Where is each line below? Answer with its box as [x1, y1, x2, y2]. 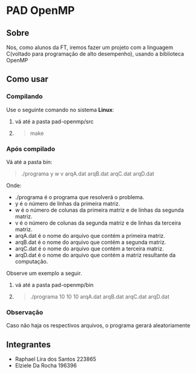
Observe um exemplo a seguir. [6, 269, 83, 277]
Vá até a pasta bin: [6, 158, 52, 165]
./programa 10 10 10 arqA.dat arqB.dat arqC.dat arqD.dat [30, 293, 170, 300]
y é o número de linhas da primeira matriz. [14, 200, 121, 207]
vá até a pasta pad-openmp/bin [14, 281, 94, 288]
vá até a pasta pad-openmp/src [14, 117, 94, 125]
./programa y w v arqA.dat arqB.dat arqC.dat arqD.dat [21, 170, 155, 177]
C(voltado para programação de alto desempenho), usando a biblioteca [6, 50, 185, 57]
